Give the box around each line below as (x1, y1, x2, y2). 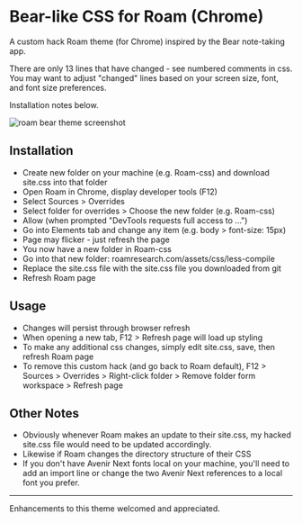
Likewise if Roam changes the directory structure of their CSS (22, 448, 252, 460)
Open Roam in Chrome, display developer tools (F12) (22, 186, 218, 197)
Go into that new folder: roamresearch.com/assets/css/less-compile (22, 253, 276, 264)
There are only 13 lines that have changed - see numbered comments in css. (9, 63, 293, 74)
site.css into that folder (22, 176, 108, 187)
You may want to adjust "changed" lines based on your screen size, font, (9, 72, 279, 83)
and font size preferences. (9, 82, 107, 93)
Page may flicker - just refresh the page (22, 234, 171, 245)
